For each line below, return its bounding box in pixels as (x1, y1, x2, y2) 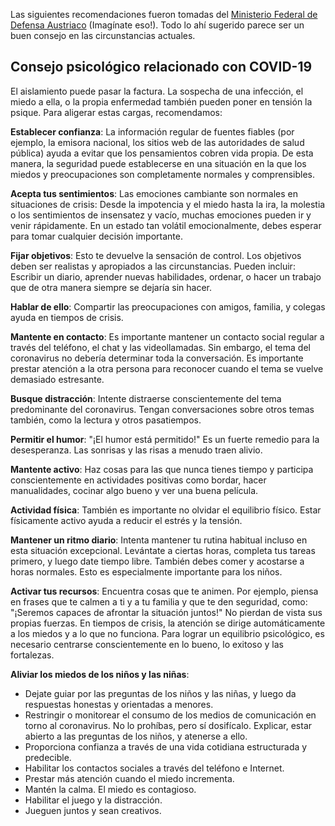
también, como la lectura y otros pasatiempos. (10, 414, 202, 426)
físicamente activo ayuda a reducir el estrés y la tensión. (10, 514, 243, 526)
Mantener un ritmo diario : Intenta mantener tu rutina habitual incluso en (10, 534, 308, 546)
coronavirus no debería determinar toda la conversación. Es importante (10, 352, 304, 364)
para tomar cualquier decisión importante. (10, 230, 183, 242)
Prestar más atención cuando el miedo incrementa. (24, 772, 235, 784)
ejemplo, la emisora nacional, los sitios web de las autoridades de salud (10, 136, 305, 148)
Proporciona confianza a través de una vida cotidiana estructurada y (24, 740, 308, 753)
